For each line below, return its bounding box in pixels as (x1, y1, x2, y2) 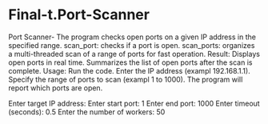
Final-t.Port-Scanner (8, 6, 150, 24)
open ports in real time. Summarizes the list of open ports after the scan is (8, 58, 253, 67)
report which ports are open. (8, 82, 103, 93)
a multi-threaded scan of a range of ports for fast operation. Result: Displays (8, 49, 260, 58)
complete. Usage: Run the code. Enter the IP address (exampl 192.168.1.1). (8, 66, 250, 75)
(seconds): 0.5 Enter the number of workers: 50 (8, 106, 166, 117)
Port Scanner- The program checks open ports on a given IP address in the (8, 32, 256, 42)
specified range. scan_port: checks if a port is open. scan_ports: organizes (8, 40, 255, 50)
